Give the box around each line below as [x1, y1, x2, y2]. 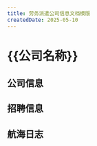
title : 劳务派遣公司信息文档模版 [7, 10, 91, 17]
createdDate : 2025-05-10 [7, 16, 78, 23]
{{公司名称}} [7, 48, 78, 64]
